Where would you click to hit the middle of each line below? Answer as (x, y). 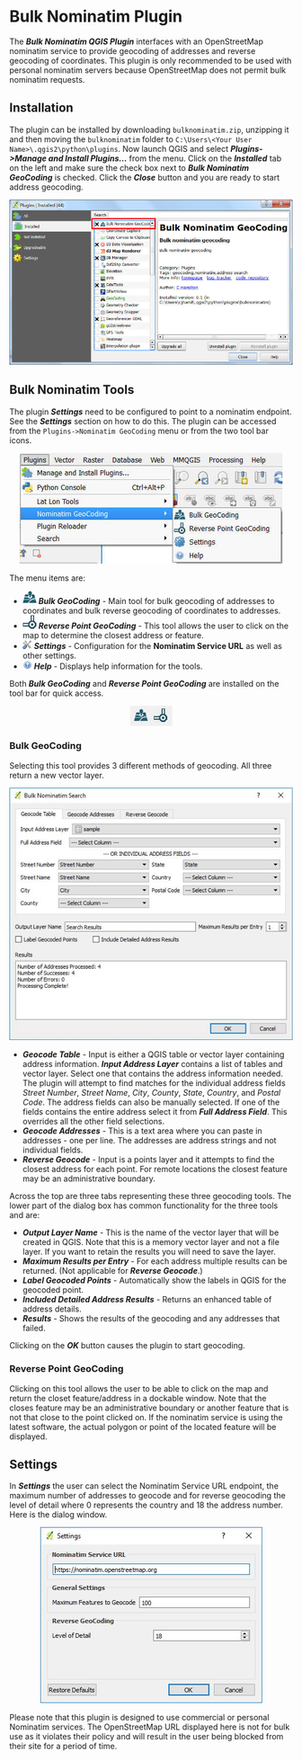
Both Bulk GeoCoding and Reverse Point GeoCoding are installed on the (144, 683)
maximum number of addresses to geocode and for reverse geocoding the (147, 1496)
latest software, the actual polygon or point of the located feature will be (143, 1427)
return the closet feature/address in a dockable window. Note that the (138, 1398)
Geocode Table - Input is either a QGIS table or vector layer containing (153, 1054)
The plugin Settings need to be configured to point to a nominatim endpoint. (151, 412)
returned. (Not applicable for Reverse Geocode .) (113, 1271)
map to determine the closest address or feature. (113, 635)
